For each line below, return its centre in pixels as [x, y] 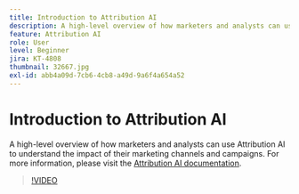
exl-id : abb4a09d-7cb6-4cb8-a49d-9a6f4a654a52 [97, 76]
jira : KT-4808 [36, 59]
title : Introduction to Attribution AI [83, 17]
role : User [29, 42]
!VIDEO [44, 180]
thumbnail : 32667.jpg [49, 68]
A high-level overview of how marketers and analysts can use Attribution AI [147, 144]
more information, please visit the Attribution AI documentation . [125, 163]
